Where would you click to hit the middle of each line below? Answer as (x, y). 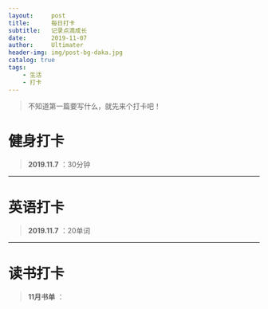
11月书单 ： (46, 297)
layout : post (37, 16)
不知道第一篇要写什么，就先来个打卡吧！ (94, 106)
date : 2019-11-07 (48, 38)
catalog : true (32, 61)
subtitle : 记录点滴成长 (48, 30)
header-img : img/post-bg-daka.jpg (66, 53)
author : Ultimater (46, 45)
